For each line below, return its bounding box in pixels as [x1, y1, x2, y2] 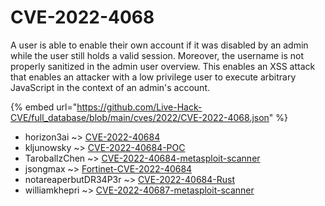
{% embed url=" [10, 101, 78, 113]
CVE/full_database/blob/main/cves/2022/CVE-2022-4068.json [10, 111, 270, 123]
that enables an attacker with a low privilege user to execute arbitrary [10, 71, 297, 83]
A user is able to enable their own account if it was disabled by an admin [10, 39, 309, 51]
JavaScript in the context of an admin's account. [10, 81, 211, 93]
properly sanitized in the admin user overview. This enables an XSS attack [10, 60, 316, 72]
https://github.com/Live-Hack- [76, 101, 203, 113]
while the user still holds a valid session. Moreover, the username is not [10, 49, 304, 61]
